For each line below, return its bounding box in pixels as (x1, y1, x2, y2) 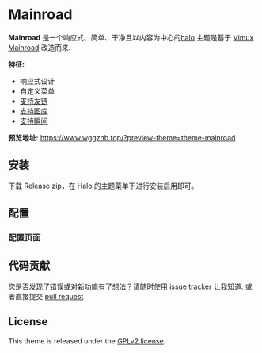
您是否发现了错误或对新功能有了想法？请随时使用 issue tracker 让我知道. (8, 282, 244, 291)
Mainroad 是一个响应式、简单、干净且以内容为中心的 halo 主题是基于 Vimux (8, 33, 254, 42)
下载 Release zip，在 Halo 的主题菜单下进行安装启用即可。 (8, 181, 199, 190)
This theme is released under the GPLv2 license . (8, 336, 166, 346)
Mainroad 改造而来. (8, 42, 71, 52)
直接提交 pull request (14, 291, 84, 301)
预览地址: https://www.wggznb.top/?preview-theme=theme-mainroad (8, 132, 236, 142)
